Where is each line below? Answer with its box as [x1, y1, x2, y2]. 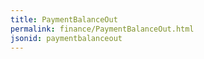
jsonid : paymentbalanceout [10, 33, 123, 43]
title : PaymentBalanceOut [10, 14, 118, 25]
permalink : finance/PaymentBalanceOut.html [10, 24, 195, 34]
